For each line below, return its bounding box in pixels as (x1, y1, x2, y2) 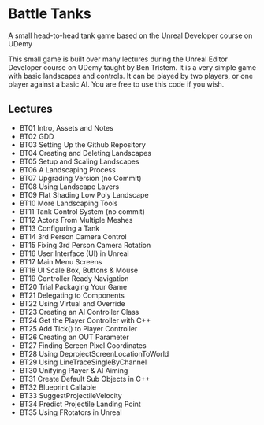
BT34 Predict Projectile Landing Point (19, 399, 142, 408)
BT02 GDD (19, 131, 54, 141)
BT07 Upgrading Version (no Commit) (19, 173, 142, 183)
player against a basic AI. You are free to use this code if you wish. (8, 79, 225, 89)
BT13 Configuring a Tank (19, 224, 100, 233)
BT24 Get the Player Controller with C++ (19, 316, 151, 325)
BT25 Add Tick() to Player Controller (19, 323, 138, 333)
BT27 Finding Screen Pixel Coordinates (19, 340, 147, 350)
